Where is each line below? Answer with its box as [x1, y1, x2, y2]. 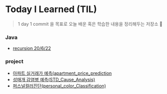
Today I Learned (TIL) [5, 4, 97, 15]
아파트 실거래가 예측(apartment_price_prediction [12, 70, 112, 76]
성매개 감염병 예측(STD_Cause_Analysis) [12, 76, 95, 82]
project [5, 58, 24, 65]
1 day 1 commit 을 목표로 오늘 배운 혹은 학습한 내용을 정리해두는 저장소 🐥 [17, 21, 163, 27]
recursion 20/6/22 [12, 45, 51, 52]
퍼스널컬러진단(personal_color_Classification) [12, 82, 106, 89]
